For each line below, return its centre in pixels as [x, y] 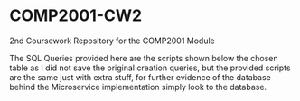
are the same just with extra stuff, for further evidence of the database [140, 77]
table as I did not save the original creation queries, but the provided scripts [150, 68]
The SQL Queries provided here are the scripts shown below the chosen [144, 58]
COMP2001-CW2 [76, 16]
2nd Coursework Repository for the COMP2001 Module [112, 41]
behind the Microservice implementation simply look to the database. [138, 87]
